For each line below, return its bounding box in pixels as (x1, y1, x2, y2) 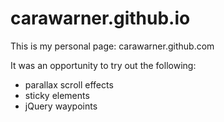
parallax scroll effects (24, 78, 114, 91)
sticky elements (24, 89, 90, 101)
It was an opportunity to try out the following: (10, 59, 197, 71)
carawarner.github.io (10, 7, 191, 30)
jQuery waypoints (24, 100, 98, 112)
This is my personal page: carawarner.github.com (10, 40, 215, 52)
